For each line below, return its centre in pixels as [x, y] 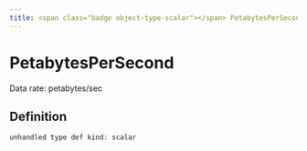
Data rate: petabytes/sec [56, 88]
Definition [38, 116]
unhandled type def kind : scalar [73, 137]
